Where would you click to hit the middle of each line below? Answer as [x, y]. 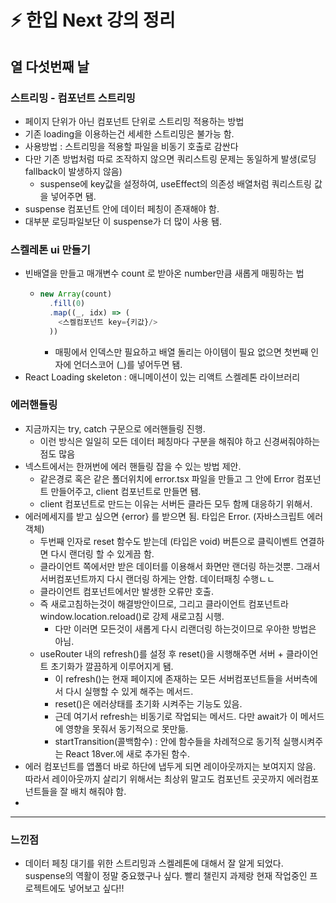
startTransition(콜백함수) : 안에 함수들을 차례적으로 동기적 [167, 741]
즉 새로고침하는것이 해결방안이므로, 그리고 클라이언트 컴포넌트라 [164, 603]
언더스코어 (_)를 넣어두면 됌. [128, 364]
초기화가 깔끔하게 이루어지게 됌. [112, 666]
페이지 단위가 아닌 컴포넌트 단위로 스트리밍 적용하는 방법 [134, 121]
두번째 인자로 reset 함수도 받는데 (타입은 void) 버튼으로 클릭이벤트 [168, 541]
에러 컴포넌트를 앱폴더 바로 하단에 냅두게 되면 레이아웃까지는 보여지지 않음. [170, 766]
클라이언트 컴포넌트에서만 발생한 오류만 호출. [126, 591]
